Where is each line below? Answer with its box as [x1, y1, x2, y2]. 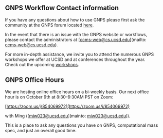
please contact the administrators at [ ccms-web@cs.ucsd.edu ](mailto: [5, 37, 147, 42]
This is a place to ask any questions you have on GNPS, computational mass [5, 122, 158, 128]
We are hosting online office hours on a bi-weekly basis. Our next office [5, 89, 149, 95]
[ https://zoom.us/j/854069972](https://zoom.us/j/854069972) [5, 103, 130, 109]
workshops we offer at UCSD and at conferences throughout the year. [5, 56, 145, 62]
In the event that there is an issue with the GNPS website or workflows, [5, 31, 147, 37]
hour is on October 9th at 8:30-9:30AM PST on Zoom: [5, 94, 113, 99]
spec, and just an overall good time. [5, 127, 77, 133]
